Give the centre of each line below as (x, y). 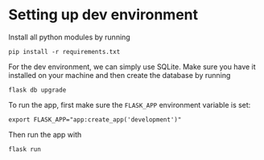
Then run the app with (45, 134)
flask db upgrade (37, 90)
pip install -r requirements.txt (64, 51)
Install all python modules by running (69, 37)
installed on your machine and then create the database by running (120, 75)
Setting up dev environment (103, 15)
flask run (25, 149)
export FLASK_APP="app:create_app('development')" (95, 119)
